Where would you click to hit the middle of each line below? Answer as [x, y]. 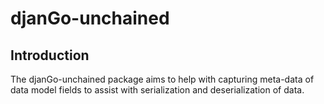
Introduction [50, 55]
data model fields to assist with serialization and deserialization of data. [157, 90]
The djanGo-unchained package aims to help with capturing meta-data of [162, 79]
